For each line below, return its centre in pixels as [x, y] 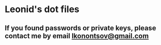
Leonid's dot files [42, 9]
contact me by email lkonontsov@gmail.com [77, 36]
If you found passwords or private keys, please [80, 28]
